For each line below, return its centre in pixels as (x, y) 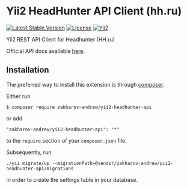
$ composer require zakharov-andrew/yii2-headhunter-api (79, 107)
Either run (18, 96)
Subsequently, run (29, 152)
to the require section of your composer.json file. (67, 140)
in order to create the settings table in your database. (72, 179)
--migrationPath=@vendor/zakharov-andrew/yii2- (112, 163)
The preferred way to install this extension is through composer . (85, 84)
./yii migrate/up (28, 163)
